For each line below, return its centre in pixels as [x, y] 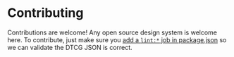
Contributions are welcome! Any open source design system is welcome [112, 32]
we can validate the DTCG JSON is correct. [70, 47]
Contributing [45, 13]
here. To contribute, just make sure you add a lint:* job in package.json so [117, 39]
